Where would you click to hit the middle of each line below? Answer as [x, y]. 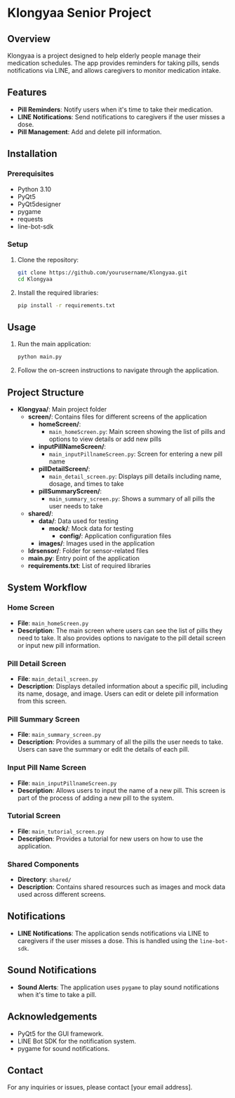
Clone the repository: [48, 259]
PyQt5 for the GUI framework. [60, 1033]
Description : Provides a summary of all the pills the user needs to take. [120, 742]
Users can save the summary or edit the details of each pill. [103, 750]
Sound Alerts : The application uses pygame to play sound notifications [118, 987]
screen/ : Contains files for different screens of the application [117, 416]
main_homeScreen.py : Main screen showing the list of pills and [137, 431]
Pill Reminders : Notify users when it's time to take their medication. [115, 109]
